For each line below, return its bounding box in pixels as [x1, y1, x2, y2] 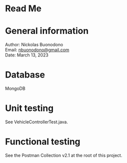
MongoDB [5, 85, 25, 91]
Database [5, 69, 45, 81]
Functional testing [5, 136, 81, 147]
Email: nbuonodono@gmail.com [5, 47, 70, 53]
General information [5, 26, 89, 37]
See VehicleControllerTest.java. [5, 119, 68, 125]
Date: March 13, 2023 [5, 52, 49, 58]
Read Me [5, 3, 42, 14]
